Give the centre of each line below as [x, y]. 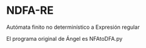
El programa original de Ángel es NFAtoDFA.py [64, 38]
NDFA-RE [30, 10]
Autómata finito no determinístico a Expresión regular [73, 27]
